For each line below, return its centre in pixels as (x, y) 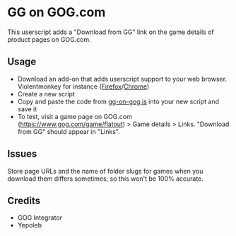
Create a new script (46, 94)
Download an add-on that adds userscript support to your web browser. (122, 79)
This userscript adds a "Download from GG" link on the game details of (111, 32)
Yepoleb (30, 225)
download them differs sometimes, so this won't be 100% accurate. (105, 179)
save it (27, 109)
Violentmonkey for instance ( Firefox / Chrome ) (83, 86)
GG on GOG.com (57, 12)
